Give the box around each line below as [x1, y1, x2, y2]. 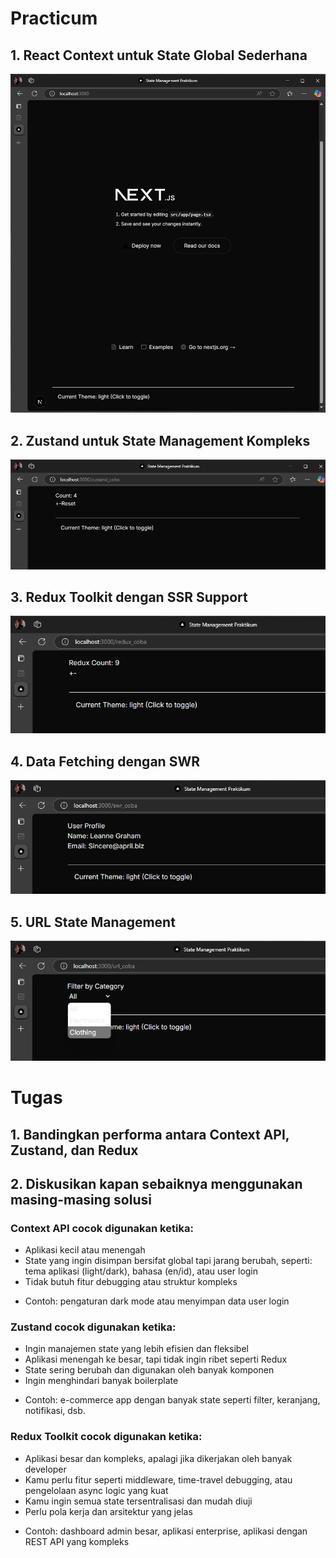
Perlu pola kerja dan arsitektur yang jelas [24, 1505, 193, 1517]
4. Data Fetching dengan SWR [10, 753, 200, 770]
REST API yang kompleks [24, 1535, 130, 1547]
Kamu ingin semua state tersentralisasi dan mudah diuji [24, 1495, 253, 1507]
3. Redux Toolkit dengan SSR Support [10, 588, 248, 606]
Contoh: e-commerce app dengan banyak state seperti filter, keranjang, [24, 1394, 321, 1406]
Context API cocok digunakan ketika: [10, 1221, 194, 1235]
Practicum [10, 7, 98, 30]
